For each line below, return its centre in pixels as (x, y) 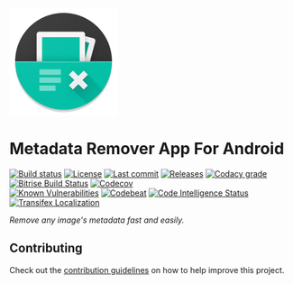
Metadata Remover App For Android (147, 149)
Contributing (46, 248)
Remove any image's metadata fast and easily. (97, 220)
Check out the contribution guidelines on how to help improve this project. (147, 270)
